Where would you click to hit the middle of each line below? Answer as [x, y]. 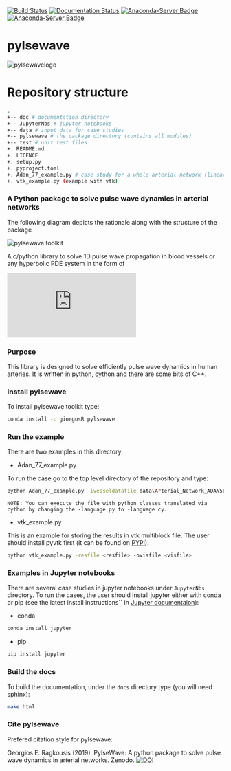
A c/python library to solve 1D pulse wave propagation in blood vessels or [111, 256]
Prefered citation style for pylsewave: [60, 739]
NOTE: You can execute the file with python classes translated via [107, 504]
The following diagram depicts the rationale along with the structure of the [112, 222]
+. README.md [26, 149]
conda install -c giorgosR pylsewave [61, 419]
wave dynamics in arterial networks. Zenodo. [71, 760]
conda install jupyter [40, 629]
